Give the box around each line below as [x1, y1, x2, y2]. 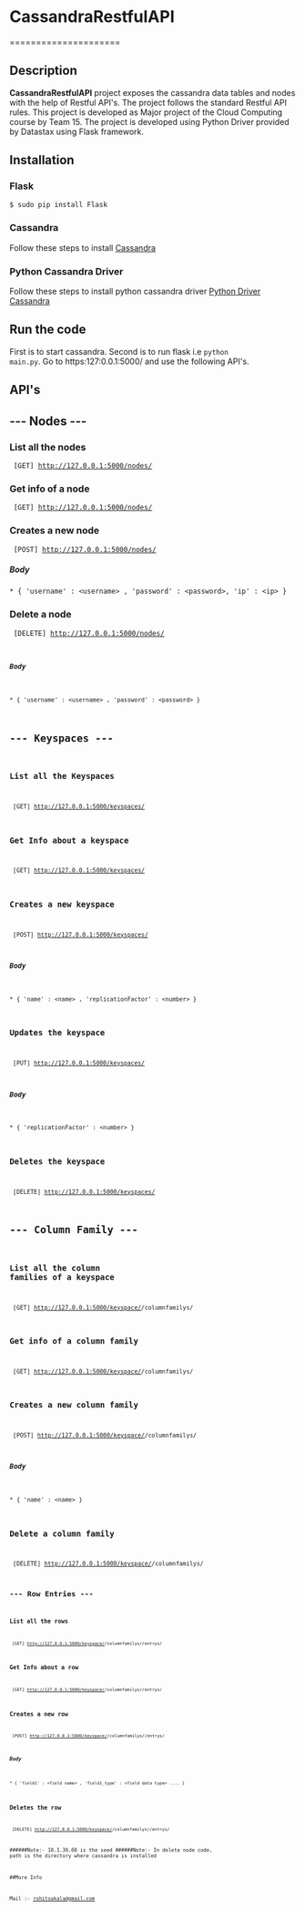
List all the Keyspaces [9, 771, 116, 782]
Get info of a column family [9, 1335, 139, 1346]
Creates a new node [9, 524, 100, 537]
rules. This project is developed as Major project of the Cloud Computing [9, 107, 283, 118]
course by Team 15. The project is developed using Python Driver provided [9, 116, 290, 127]
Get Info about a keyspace [9, 835, 129, 846]
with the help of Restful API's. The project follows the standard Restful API [9, 97, 287, 108]
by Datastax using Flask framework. [9, 126, 144, 137]
